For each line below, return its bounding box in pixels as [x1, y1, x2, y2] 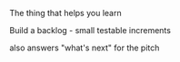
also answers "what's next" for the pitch [9, 42, 160, 53]
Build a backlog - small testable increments [9, 25, 171, 35]
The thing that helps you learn [9, 8, 122, 18]
